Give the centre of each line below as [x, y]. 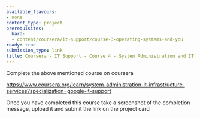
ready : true [21, 45]
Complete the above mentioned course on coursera [70, 73]
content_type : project [34, 23]
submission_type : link [34, 51]
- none [14, 17]
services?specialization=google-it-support [59, 91]
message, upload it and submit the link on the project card [78, 108]
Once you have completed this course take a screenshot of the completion [98, 103]
